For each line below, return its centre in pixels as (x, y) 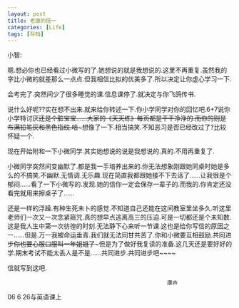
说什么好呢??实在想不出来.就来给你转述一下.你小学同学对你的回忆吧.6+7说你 (119, 109)
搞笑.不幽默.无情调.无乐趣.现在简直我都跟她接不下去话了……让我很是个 (129, 175)
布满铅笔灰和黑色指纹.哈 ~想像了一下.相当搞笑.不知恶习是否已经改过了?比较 (117, 127)
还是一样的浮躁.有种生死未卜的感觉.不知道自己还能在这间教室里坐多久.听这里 (119, 208)
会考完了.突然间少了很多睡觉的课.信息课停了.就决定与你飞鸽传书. (102, 94)
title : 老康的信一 (32, 21)
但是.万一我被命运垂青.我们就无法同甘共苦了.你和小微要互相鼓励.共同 (125, 235)
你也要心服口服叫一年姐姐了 (54, 244)
